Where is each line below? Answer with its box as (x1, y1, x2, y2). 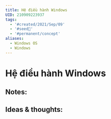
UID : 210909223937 (5, 12, 45, 17)
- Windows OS (10, 41, 38, 46)
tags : (5, 17, 17, 22)
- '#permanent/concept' (10, 31, 60, 36)
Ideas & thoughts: (5, 105, 63, 114)
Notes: (5, 88, 27, 97)
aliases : (5, 36, 24, 41)
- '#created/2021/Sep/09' (10, 21, 65, 27)
